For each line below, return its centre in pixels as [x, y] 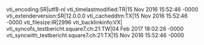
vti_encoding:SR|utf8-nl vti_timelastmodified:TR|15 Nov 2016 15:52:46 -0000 [102, 9]
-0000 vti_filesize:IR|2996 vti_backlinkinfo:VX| [65, 22]
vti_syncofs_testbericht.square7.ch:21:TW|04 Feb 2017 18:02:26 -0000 [95, 29]
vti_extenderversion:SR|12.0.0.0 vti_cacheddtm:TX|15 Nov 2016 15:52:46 [97, 16]
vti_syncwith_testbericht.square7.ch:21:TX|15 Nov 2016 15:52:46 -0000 [95, 35]
